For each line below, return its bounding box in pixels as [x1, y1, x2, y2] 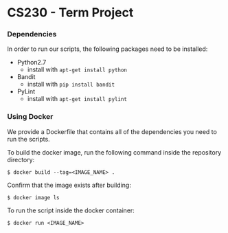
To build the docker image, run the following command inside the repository [7, 148, 222, 156]
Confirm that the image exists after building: [7, 181, 132, 189]
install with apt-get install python [27, 65, 128, 74]
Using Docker [7, 112, 54, 122]
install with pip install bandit [27, 80, 115, 89]
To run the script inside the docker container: [7, 206, 135, 214]
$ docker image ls [7, 194, 60, 201]
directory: [7, 155, 35, 164]
